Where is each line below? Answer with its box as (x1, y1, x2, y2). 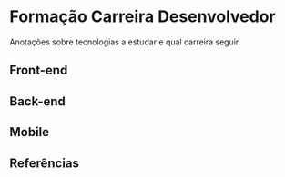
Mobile (9, 124, 50, 140)
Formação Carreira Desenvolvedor (9, 6, 276, 27)
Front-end (9, 63, 68, 78)
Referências (9, 155, 80, 171)
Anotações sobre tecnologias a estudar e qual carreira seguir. (9, 36, 241, 47)
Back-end (9, 93, 66, 109)
